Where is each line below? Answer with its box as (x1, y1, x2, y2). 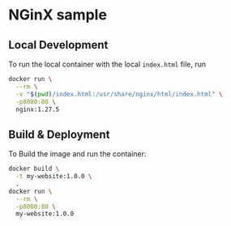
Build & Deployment (8, 127, 110, 141)
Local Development (8, 38, 109, 52)
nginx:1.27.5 (15, 105, 60, 113)
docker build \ (8, 164, 60, 173)
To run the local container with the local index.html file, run (8, 59, 207, 69)
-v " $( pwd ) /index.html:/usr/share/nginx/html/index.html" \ (15, 90, 223, 98)
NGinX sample (8, 6, 108, 24)
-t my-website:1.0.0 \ (15, 173, 92, 181)
